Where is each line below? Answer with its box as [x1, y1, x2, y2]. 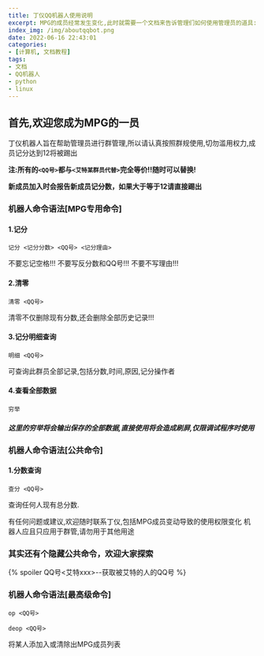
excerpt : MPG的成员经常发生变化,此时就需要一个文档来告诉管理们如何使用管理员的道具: [8, 19, 258, 27]
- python [8, 77, 37, 85]
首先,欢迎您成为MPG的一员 [8, 116, 139, 129]
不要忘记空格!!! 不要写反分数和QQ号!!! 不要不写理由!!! [8, 259, 179, 268]
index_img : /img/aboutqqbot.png [8, 26, 114, 34]
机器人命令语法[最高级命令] [8, 589, 112, 600]
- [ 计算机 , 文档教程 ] [8, 48, 71, 56]
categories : [8, 41, 47, 49]
